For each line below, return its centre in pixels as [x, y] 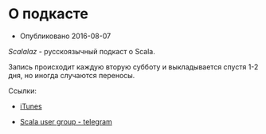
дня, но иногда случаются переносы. [72, 75]
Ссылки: [23, 91]
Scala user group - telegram [66, 121]
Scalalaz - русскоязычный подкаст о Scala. [82, 51]
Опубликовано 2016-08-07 [65, 36]
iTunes [31, 106]
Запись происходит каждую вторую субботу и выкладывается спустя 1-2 [133, 67]
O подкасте [49, 14]
